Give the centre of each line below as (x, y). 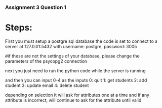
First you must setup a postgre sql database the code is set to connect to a (81, 41)
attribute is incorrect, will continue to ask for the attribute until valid (73, 100)
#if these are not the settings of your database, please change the (72, 56)
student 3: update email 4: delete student (47, 85)
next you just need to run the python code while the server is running (75, 71)
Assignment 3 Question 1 (36, 7)
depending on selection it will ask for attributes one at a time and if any (77, 95)
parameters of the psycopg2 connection (46, 61)
